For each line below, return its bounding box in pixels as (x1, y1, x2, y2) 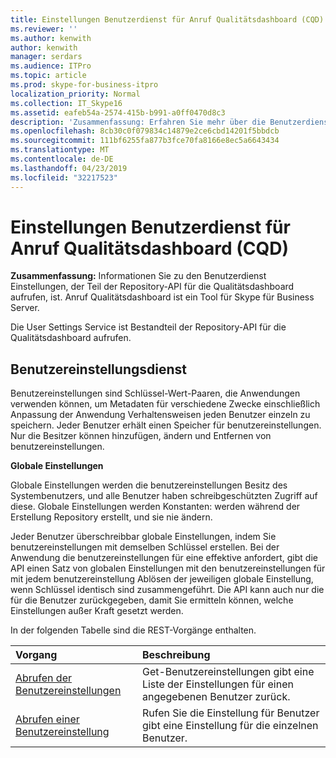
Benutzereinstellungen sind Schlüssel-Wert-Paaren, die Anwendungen (10, 387, 301, 400)
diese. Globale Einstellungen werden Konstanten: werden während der (10, 501, 301, 513)
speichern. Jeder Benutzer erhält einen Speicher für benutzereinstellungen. (10, 419, 322, 431)
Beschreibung (141, 648, 211, 662)
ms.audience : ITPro (10, 61, 92, 71)
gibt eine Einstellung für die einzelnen (141, 719, 319, 733)
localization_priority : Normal (10, 89, 141, 99)
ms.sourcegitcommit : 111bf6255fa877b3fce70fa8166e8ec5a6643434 (10, 136, 280, 146)
